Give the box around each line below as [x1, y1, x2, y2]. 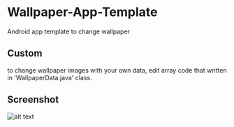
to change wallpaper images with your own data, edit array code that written [7, 66, 227, 74]
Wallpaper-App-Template [7, 4, 158, 20]
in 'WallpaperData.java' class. [7, 73, 92, 82]
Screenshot [7, 94, 59, 105]
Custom [7, 47, 43, 59]
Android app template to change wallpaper [7, 27, 131, 36]
